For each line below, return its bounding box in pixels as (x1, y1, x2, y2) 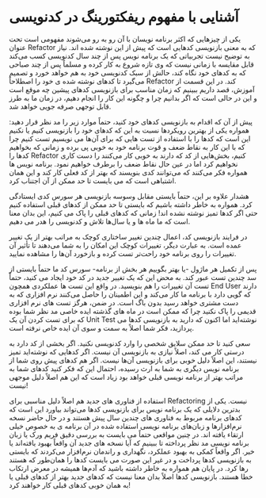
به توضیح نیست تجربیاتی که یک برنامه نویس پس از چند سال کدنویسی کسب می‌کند (9, 51, 250, 60)
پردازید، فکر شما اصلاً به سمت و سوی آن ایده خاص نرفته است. (9, 323, 195, 332)
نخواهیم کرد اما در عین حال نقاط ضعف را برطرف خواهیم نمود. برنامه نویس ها (9, 159, 238, 168)
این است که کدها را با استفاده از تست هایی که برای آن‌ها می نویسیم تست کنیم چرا (9, 133, 251, 143)
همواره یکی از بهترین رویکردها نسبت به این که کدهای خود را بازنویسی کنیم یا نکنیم (9, 125, 250, 135)
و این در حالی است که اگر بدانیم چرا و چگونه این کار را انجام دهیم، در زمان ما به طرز (9, 93, 258, 102)
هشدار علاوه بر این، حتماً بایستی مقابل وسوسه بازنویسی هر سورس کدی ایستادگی (9, 191, 249, 201)
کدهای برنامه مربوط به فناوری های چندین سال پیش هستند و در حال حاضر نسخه (9, 412, 242, 422)
